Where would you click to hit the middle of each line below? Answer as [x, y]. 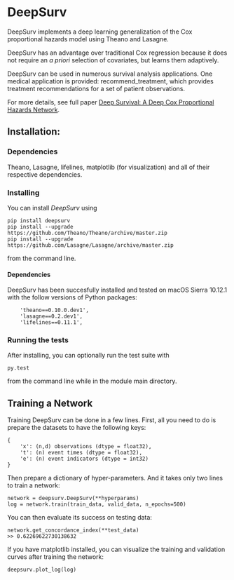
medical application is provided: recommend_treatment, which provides [110, 81]
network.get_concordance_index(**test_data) [73, 530]
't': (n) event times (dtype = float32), [81, 453]
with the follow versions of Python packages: [73, 297]
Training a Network [50, 403]
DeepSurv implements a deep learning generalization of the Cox [100, 32]
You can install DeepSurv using [52, 208]
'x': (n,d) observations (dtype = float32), [86, 447]
